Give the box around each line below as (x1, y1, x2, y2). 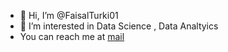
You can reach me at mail (19, 31, 125, 42)
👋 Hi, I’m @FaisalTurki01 (19, 10, 119, 21)
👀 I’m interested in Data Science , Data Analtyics (19, 20, 219, 32)
